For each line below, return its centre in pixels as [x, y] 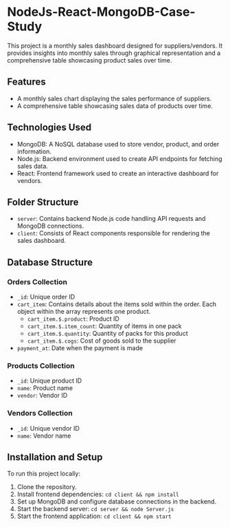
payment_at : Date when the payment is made [80, 348]
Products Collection [41, 365]
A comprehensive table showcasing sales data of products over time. [115, 106]
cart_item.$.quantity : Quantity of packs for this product [107, 334]
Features [26, 82]
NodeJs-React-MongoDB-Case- [101, 12]
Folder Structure [43, 202]
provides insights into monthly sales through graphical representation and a [114, 53]
